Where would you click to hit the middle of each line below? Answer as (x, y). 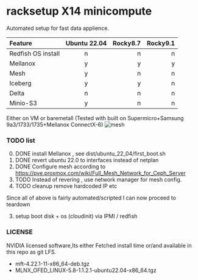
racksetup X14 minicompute (79, 11)
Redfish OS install (34, 53)
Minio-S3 (23, 103)
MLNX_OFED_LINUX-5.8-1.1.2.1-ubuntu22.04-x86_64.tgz (86, 270)
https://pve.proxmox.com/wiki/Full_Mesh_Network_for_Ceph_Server (100, 173)
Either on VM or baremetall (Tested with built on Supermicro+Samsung (95, 118)
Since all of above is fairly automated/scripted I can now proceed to (91, 198)
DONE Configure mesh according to (60, 167)
